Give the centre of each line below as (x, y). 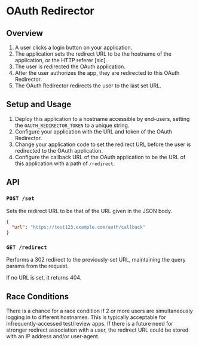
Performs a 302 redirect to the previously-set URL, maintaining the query (96, 260)
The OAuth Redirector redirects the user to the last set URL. (88, 86)
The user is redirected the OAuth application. (70, 66)
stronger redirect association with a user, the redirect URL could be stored (97, 330)
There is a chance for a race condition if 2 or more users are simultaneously (99, 311)
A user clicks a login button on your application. (74, 47)
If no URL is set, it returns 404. (44, 278)
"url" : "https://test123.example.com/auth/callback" (79, 227)
